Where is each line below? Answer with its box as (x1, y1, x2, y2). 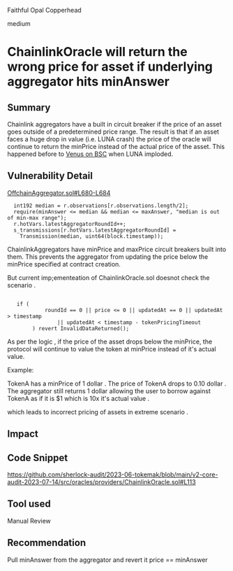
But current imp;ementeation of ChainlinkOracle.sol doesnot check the (7, 273, 210, 282)
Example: (7, 365, 34, 374)
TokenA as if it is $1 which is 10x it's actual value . (7, 394, 150, 402)
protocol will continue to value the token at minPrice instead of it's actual (7, 344, 216, 353)
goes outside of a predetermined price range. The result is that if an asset (7, 127, 220, 136)
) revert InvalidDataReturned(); (32, 325, 130, 332)
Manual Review (7, 516, 51, 525)
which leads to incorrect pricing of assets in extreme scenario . (7, 407, 188, 416)
